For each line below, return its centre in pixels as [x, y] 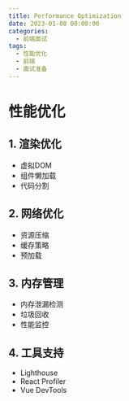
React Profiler [43, 381]
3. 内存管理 [36, 283]
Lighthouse [39, 373]
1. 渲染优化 [35, 144]
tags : [17, 46]
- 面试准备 [32, 69]
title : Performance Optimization [65, 16]
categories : [28, 31]
